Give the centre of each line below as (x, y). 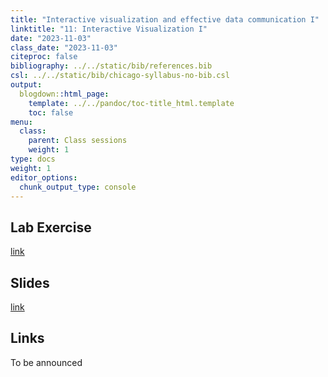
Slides (30, 282)
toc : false (51, 112)
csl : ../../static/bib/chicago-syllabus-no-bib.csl (120, 76)
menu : (21, 122)
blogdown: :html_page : (64, 94)
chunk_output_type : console (78, 187)
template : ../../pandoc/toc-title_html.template (131, 103)
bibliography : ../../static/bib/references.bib (111, 66)
